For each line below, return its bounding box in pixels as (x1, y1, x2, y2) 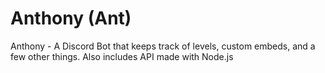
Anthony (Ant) (10, 7, 132, 30)
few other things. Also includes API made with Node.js (10, 50, 234, 62)
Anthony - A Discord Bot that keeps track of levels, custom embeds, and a (10, 40, 316, 52)
